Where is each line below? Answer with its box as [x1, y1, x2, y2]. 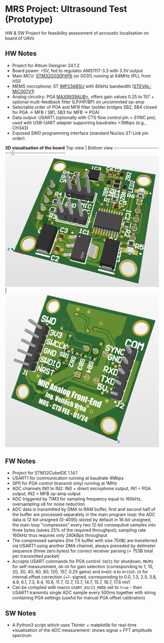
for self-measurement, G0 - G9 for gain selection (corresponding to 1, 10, [12, 564, 154, 570]
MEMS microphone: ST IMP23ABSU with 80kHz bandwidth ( [12, 83, 134, 89]
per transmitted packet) [12, 553, 60, 559]
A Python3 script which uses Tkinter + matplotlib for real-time [12, 622, 137, 628]
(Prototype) [5, 14, 53, 25]
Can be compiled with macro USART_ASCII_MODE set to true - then [12, 584, 143, 591]
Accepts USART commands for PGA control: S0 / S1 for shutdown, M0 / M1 [12, 558, 154, 564]
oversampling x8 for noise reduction [12, 501, 85, 507]
